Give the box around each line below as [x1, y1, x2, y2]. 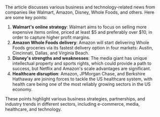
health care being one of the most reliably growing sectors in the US [12, 81, 151, 87]
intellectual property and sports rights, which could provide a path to [12, 61, 152, 66]
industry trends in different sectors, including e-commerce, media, [5, 101, 140, 107]
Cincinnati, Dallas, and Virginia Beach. [12, 50, 90, 56]
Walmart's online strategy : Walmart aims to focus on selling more [12, 24, 147, 30]
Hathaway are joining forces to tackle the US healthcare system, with [12, 76, 153, 82]
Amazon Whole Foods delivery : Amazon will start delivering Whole [12, 40, 149, 46]
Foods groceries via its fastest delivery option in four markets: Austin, [12, 45, 154, 50]
